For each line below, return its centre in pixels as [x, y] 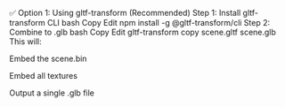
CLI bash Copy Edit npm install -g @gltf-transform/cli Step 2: [159, 23]
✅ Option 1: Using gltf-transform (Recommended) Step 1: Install [125, 13]
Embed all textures [44, 76]
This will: [25, 42]
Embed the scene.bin [48, 58]
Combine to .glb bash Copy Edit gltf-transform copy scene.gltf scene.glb [142, 32]
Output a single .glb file [52, 93]
